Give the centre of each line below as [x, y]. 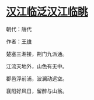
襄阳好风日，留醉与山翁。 [37, 91]
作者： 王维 [19, 41]
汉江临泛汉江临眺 [47, 12]
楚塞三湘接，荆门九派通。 [37, 53]
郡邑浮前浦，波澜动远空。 [37, 78]
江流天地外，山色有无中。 [37, 66]
